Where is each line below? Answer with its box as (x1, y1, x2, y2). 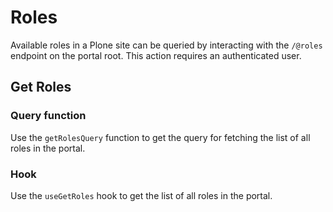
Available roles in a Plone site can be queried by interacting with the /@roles (10, 39, 323, 51)
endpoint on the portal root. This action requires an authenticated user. (10, 49, 302, 61)
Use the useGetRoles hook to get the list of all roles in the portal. (10, 189, 273, 201)
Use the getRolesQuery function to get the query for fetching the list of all (10, 131, 311, 143)
